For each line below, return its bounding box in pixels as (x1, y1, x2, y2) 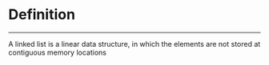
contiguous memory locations (8, 48, 106, 57)
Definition (8, 6, 76, 24)
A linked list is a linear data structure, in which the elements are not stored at (8, 39, 261, 48)
